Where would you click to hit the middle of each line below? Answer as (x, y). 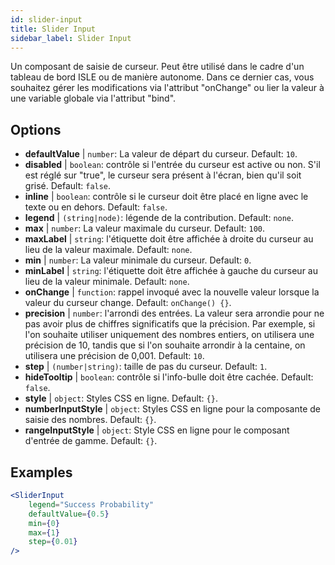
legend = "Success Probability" (91, 504)
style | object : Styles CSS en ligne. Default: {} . (121, 398)
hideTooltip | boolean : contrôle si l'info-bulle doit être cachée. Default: (169, 377)
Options (36, 129)
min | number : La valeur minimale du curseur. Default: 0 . (138, 260)
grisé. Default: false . (68, 186)
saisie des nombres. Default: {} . (90, 420)
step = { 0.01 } (53, 542)
